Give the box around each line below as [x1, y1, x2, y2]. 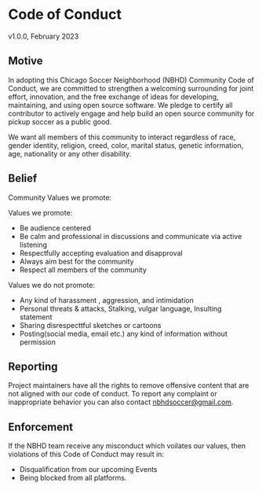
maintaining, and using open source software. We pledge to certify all [8, 100, 233, 109]
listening [19, 240, 48, 249]
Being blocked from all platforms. [19, 473, 127, 483]
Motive [8, 54, 43, 68]
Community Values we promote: [8, 193, 112, 202]
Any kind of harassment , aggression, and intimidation [19, 295, 194, 304]
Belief [8, 171, 38, 186]
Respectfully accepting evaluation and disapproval [19, 248, 183, 257]
